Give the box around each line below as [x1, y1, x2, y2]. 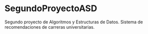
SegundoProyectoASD [4, 3, 97, 14]
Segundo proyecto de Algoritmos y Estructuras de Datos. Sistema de [4, 19, 143, 25]
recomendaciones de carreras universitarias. [4, 24, 95, 30]
